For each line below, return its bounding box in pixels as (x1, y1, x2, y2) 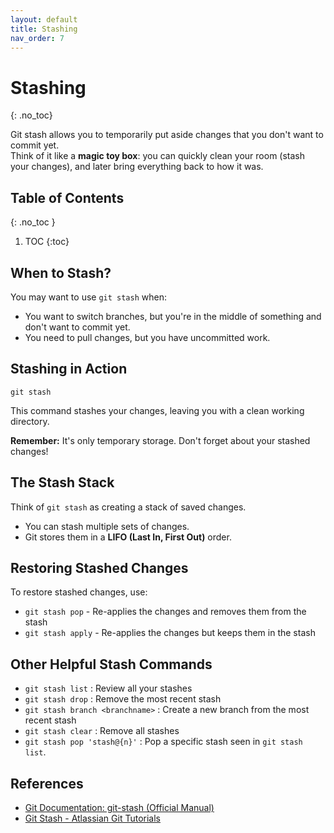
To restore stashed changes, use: (10, 586, 148, 598)
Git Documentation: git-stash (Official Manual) (24, 802, 215, 813)
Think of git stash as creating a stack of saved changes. (10, 501, 247, 513)
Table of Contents (10, 189, 125, 206)
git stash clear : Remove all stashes (24, 725, 180, 737)
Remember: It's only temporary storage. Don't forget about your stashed (10, 434, 311, 446)
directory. (10, 415, 50, 427)
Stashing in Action (10, 361, 128, 378)
